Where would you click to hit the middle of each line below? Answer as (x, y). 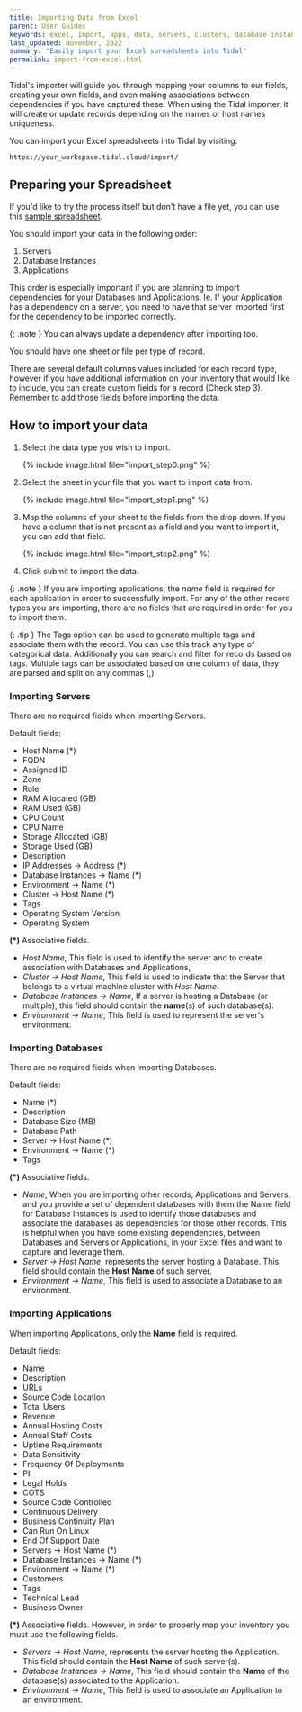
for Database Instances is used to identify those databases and (139, 1214)
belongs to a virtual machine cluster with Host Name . (120, 986)
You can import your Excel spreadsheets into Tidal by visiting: (124, 141)
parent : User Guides (48, 26)
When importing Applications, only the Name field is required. (124, 1333)
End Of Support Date (61, 1540)
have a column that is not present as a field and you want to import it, (150, 527)
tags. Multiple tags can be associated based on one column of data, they (144, 663)
